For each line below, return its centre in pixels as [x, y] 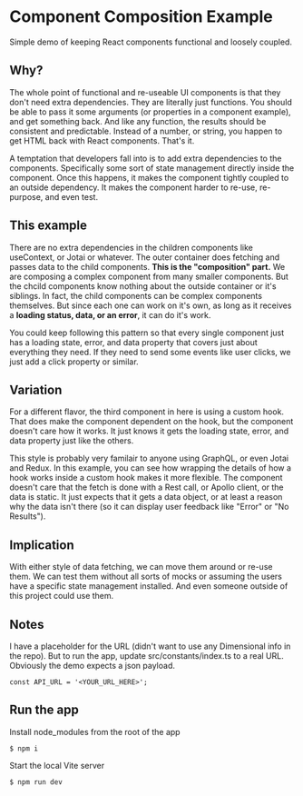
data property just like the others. [72, 441]
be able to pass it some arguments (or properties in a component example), [151, 112]
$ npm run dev [36, 782]
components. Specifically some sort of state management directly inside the [152, 168]
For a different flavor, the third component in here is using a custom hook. [147, 412]
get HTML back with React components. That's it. [102, 140]
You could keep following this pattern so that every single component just [147, 333]
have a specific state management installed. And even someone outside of [149, 586]
